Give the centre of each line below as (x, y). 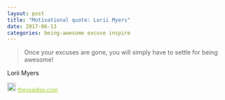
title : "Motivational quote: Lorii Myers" (69, 20)
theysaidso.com (38, 90)
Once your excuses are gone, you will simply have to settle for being (121, 52)
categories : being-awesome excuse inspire (69, 33)
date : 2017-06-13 (32, 26)
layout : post (26, 13)
